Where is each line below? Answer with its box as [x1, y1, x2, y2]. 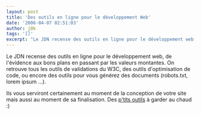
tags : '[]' [6, 31, 33, 37]
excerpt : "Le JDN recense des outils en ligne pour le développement [6, 36, 184, 42]
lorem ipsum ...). [6, 78, 47, 85]
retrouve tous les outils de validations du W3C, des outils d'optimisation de [6, 66, 190, 72]
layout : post [6, 8, 39, 15]
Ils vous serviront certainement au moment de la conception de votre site [6, 90, 187, 97]
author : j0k [6, 25, 36, 32]
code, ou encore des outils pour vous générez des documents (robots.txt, [6, 72, 188, 79]
